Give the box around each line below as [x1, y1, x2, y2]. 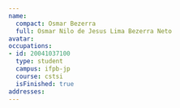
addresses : [8, 87, 45, 96]
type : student [15, 58, 63, 66]
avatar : [8, 34, 35, 43]
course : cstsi [15, 72, 63, 80]
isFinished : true [15, 80, 75, 88]
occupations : [8, 42, 53, 50]
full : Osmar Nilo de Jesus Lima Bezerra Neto [15, 27, 173, 35]
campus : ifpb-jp [15, 65, 71, 73]
